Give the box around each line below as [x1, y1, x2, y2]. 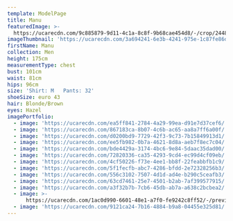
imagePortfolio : [7, 113, 54, 120]
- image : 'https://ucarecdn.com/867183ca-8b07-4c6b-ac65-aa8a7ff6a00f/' [13, 126, 228, 133]
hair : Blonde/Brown [7, 100, 64, 107]
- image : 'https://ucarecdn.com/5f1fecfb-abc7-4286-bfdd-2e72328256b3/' [13, 164, 228, 172]
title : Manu [7, 17, 42, 24]
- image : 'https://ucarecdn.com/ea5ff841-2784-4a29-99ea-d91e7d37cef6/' [13, 119, 228, 127]
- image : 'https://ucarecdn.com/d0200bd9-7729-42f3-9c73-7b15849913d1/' [13, 132, 228, 139]
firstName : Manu [7, 42, 54, 49]
